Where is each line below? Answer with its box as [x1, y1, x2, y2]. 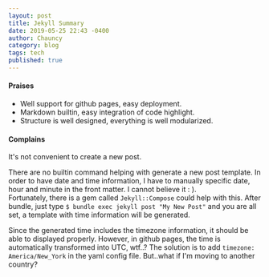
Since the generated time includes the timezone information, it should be [8, 226, 249, 235]
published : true [8, 57, 63, 65]
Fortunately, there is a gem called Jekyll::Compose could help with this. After [8, 193, 261, 203]
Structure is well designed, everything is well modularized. [19, 116, 214, 126]
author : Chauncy [8, 34, 63, 42]
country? [8, 259, 39, 269]
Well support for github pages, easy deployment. [19, 99, 182, 109]
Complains [8, 134, 46, 144]
